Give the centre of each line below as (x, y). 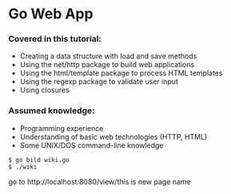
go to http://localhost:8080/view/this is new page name (100, 181)
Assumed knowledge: (52, 111)
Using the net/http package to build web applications (107, 65)
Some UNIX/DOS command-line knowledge (92, 145)
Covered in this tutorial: (55, 39)
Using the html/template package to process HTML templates (121, 73)
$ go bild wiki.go (39, 160)
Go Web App (51, 14)
